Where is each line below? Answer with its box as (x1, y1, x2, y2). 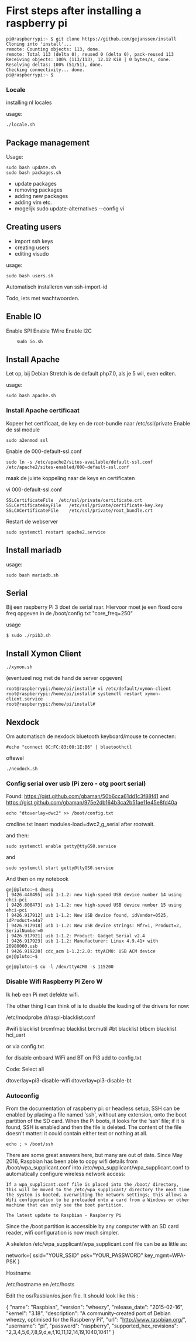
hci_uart (6, 1031, 26, 1038)
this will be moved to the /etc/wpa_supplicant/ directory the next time (6, 1186, 190, 1192)
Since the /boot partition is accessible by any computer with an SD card (6, 1222, 179, 1229)
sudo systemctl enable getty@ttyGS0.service (6, 843, 116, 850)
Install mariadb (6, 545, 62, 555)
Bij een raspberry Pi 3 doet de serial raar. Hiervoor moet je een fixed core (6, 604, 183, 611)
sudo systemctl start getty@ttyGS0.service (6, 865, 114, 871)
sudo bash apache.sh (6, 393, 57, 399)
